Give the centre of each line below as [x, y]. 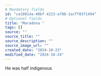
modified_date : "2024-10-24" [34, 54]
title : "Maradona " [25, 23]
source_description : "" [29, 41]
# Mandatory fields [25, 9]
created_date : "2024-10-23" [34, 50]
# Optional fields [24, 18]
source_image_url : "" [27, 46]
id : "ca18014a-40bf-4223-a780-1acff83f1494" [51, 14]
